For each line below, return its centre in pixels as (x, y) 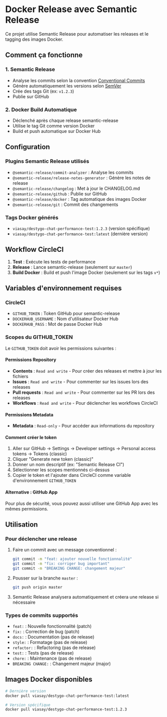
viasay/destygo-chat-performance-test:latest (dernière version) (80, 234)
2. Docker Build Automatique (41, 109)
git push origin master (37, 587)
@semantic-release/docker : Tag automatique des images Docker (79, 199)
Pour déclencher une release (41, 539)
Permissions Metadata (29, 414)
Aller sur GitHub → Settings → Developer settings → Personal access (84, 449)
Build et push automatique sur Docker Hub (57, 131)
